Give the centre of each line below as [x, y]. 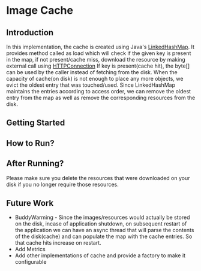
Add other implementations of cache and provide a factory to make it [100, 255]
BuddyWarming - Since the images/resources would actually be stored [102, 217]
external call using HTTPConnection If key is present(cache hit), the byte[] [98, 66]
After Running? [35, 164]
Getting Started [36, 123]
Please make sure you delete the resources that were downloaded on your [98, 178]
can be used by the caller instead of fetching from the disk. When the [92, 72]
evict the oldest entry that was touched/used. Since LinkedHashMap [91, 85]
